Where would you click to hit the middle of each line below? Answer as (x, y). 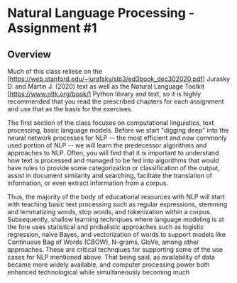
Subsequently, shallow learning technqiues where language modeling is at (116, 219)
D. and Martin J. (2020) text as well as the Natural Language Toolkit (106, 86)
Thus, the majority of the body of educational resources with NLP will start (116, 197)
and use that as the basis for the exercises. (70, 109)
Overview (29, 54)
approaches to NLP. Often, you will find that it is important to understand (113, 153)
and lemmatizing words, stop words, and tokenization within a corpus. (110, 212)
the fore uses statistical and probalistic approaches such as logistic (106, 227)
